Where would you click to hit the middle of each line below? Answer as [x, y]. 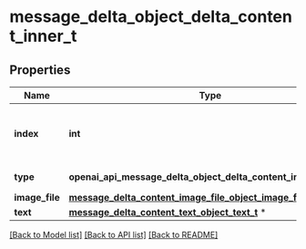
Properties [40, 70]
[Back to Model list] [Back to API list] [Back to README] [114, 235]
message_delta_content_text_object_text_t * [168, 212]
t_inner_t [43, 36]
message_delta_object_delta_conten [151, 17]
